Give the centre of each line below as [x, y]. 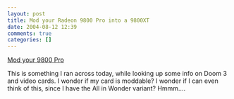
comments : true [30, 33]
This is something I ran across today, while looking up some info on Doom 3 [117, 74]
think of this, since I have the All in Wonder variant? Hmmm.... [96, 88]
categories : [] [30, 40]
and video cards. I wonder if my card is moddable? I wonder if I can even [113, 81]
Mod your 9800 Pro [36, 60]
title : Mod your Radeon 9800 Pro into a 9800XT [79, 20]
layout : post [26, 14]
